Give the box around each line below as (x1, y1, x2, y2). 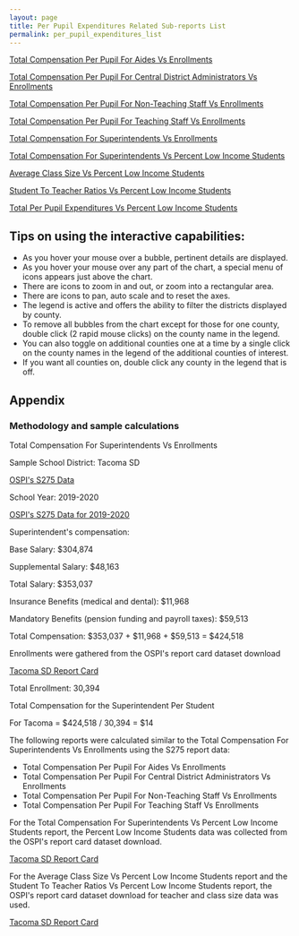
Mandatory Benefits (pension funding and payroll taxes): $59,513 (9, 613, 249, 623)
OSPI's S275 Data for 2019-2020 (9, 509, 130, 520)
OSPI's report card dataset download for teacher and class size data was (9, 889, 279, 900)
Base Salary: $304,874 (9, 544, 94, 554)
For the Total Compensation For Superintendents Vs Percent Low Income (9, 817, 278, 828)
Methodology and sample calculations (9, 419, 180, 432)
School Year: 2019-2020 (9, 492, 99, 502)
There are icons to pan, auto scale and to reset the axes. (21, 290, 231, 301)
